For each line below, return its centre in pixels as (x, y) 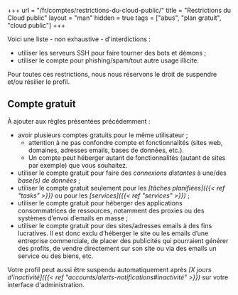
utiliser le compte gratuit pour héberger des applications (100, 203)
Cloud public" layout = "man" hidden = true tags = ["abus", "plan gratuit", (114, 18)
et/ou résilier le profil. (39, 82)
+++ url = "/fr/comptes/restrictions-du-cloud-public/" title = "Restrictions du (119, 10)
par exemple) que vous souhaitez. (78, 165)
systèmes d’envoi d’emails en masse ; (73, 218)
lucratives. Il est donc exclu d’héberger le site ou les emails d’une (113, 233)
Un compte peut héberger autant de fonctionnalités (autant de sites (127, 157)
